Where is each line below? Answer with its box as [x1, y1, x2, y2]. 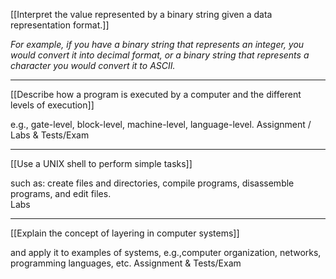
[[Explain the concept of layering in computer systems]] [10, 227, 240, 239]
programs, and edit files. [10, 188, 112, 199]
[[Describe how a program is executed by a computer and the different [10, 89, 302, 100]
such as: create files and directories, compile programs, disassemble [10, 177, 295, 189]
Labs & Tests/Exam [10, 129, 90, 141]
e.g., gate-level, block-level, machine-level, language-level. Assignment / [10, 119, 312, 130]
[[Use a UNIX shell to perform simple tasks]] [10, 158, 193, 169]
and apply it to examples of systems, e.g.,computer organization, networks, [10, 247, 322, 258]
